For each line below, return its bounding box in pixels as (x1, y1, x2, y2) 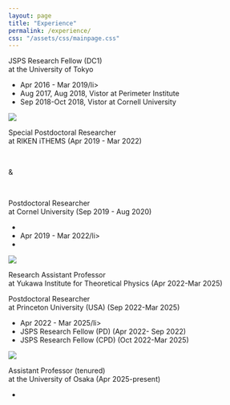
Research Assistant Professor (8, 270, 107, 280)
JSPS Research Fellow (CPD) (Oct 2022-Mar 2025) (19, 335, 190, 345)
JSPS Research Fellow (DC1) (8, 56, 103, 66)
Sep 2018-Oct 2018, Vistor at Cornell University (19, 97, 176, 107)
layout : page (8, 11, 52, 20)
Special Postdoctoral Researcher (8, 128, 116, 137)
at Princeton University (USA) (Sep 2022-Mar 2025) (8, 302, 180, 313)
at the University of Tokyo (8, 65, 94, 75)
